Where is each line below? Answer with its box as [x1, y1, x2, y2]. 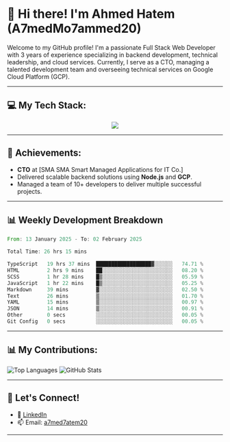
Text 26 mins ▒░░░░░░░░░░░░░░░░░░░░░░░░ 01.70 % [7, 293, 204, 299]
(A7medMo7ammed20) [7, 21, 142, 36]
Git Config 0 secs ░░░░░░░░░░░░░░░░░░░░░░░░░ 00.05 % [7, 318, 204, 325]
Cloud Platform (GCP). [7, 72, 70, 81]
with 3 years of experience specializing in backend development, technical [7, 51, 218, 59]
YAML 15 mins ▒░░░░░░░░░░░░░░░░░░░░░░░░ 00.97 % [7, 299, 204, 306]
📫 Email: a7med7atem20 [16, 418, 88, 426]
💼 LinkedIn [16, 410, 47, 419]
